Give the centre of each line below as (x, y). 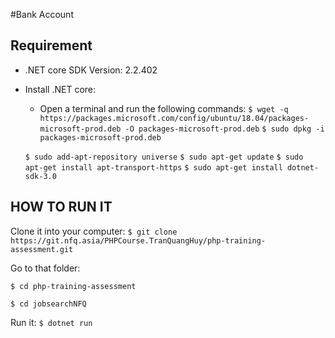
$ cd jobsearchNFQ (48, 304)
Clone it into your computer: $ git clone (94, 231)
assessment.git (42, 249)
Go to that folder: (45, 268)
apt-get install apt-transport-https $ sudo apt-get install (153, 167)
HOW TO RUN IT (61, 207)
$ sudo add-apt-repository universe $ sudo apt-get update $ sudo (164, 157)
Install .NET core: (60, 89)
